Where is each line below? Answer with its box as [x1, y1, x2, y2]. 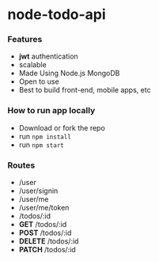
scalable [18, 60, 47, 70]
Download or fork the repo [18, 123, 106, 132]
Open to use [18, 77, 60, 86]
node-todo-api [7, 6, 106, 24]
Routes [7, 160, 36, 171]
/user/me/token [18, 203, 70, 213]
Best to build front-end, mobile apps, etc [18, 85, 151, 95]
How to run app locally [7, 105, 96, 116]
